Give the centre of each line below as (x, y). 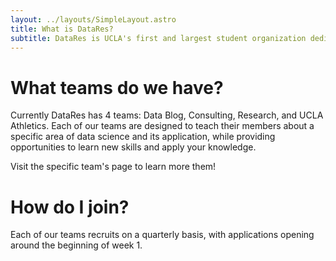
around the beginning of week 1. (76, 245)
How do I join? (70, 207)
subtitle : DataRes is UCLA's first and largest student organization (158, 38)
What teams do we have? (117, 87)
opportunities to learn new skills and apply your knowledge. (133, 147)
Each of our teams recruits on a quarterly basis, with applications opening (162, 235)
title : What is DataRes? (62, 29)
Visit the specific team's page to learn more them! (113, 167)
